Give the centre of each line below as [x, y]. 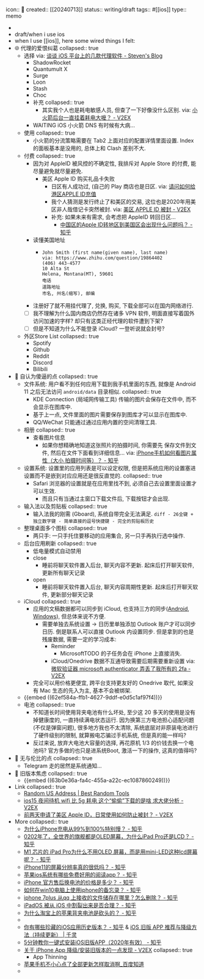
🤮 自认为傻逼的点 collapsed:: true [56, 377]
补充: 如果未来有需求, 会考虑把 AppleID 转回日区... [114, 217]
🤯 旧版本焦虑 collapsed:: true [51, 774]
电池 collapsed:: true [49, 705]
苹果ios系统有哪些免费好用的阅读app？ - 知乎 [81, 875]
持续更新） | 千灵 [56, 935]
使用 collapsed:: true [49, 133]
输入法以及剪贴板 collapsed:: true [65, 506]
